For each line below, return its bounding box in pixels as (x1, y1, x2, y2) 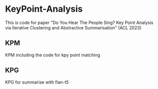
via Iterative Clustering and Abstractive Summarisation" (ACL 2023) (5, 24, 142, 30)
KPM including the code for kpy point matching (5, 52, 101, 58)
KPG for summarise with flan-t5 (5, 79, 69, 85)
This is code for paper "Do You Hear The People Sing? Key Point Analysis (5, 20, 154, 25)
